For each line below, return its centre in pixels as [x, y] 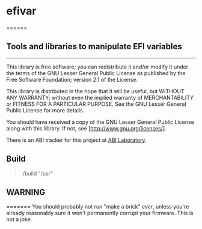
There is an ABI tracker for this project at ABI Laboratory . [76, 140]
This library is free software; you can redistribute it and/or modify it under [97, 67]
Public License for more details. [45, 110]
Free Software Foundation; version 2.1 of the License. [72, 79]
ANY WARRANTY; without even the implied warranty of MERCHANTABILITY [100, 97]
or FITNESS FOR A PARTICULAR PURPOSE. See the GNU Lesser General [96, 104]
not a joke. [19, 219]
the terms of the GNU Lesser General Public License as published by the [96, 73]
